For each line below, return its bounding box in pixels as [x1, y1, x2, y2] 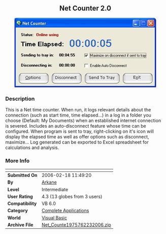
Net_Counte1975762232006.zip [41, 221, 112, 228]
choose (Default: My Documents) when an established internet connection [5, 118, 161, 124]
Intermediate [41, 186, 69, 192]
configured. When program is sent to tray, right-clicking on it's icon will [5, 128, 154, 134]
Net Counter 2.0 [59, 4, 112, 13]
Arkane [41, 179, 57, 185]
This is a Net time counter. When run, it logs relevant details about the [5, 107, 151, 113]
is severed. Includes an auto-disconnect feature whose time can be [5, 123, 146, 129]
